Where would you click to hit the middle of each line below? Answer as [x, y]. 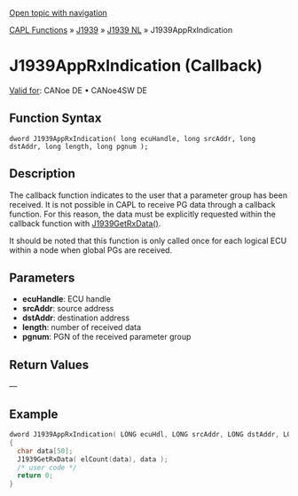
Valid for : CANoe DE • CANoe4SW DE [78, 90]
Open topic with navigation [59, 13]
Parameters [42, 277]
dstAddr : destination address [76, 318]
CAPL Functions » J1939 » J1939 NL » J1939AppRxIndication [121, 30]
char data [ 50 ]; [45, 451]
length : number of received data [82, 327]
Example [34, 414]
